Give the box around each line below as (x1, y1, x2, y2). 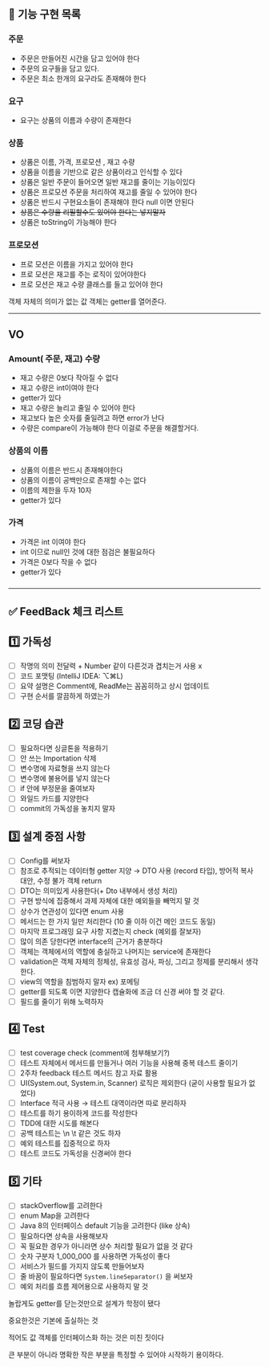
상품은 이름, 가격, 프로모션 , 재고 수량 (19, 157, 135, 167)
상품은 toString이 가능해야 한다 (19, 218, 118, 227)
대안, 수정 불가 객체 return (19, 876, 102, 886)
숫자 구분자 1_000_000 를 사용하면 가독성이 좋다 (19, 1251, 171, 1261)
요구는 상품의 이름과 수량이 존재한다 (19, 115, 132, 124)
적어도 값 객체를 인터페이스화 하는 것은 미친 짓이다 (8, 1332, 164, 1342)
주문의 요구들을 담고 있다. (19, 63, 100, 73)
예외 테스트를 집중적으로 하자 (19, 1139, 110, 1149)
